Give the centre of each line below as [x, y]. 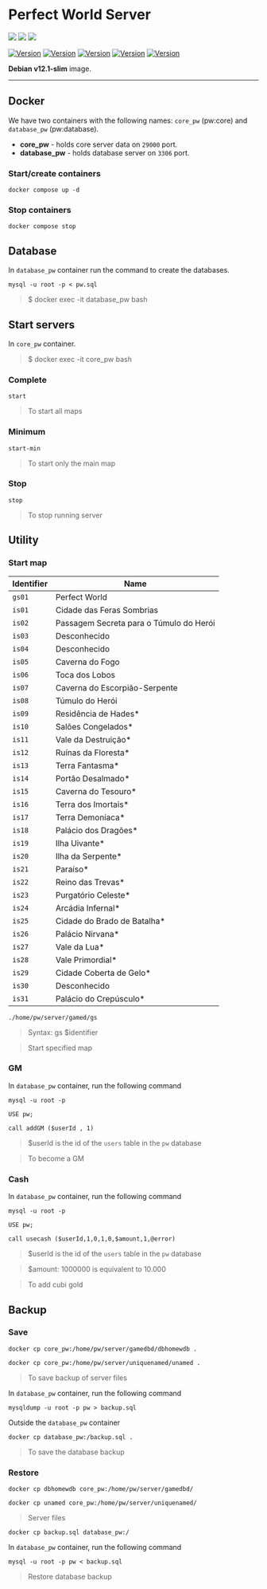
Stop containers [40, 210]
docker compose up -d [44, 190]
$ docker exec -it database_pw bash [87, 300]
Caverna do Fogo [88, 662]
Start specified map [60, 1048]
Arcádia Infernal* [88, 908]
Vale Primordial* [86, 960]
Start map [28, 563]
